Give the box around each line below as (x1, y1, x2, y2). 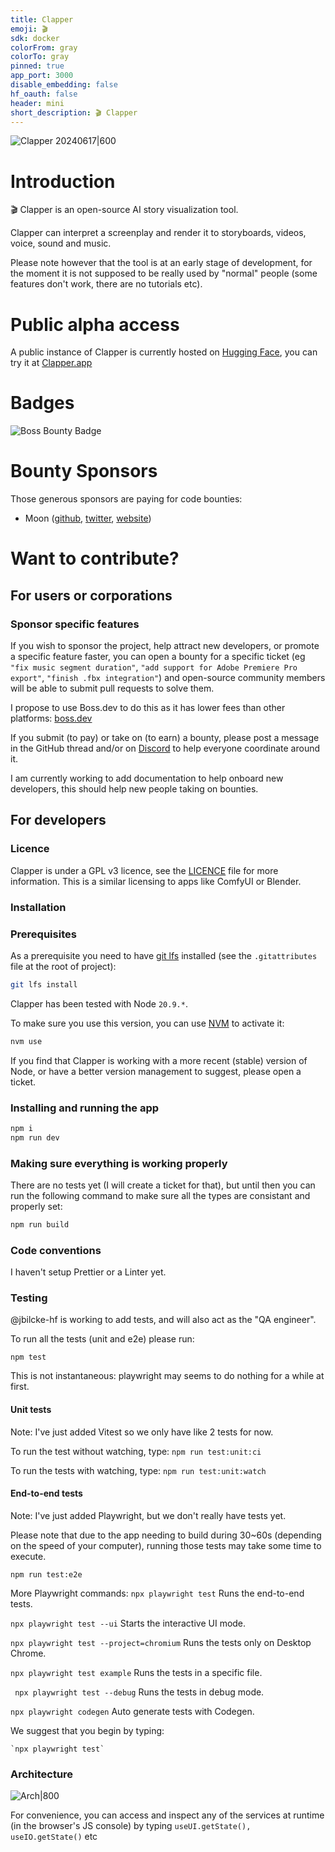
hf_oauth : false (10, 89, 78, 99)
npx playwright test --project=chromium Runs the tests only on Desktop (10, 1636, 312, 1648)
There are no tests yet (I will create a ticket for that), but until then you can (10, 1179, 316, 1191)
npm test (10, 1352, 47, 1363)
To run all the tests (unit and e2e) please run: (10, 1333, 195, 1345)
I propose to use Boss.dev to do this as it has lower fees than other (10, 702, 286, 713)
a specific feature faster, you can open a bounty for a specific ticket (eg (10, 651, 306, 662)
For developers (10, 812, 107, 829)
